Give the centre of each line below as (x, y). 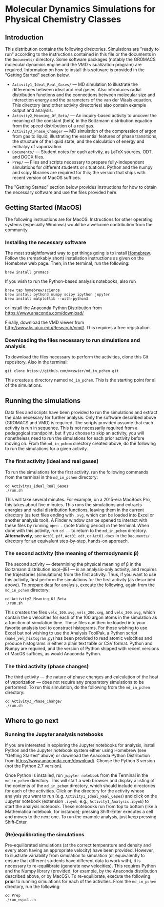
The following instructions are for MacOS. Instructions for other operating (79, 219)
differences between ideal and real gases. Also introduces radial (77, 89)
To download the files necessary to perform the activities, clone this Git (77, 357)
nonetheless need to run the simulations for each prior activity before (75, 438)
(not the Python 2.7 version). (34, 766)
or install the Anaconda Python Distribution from (53, 308)
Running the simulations (43, 401)
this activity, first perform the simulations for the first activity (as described (80, 579)
